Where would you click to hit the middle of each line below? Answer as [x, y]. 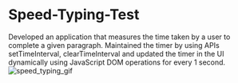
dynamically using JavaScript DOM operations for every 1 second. [117, 62]
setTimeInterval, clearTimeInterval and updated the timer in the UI [116, 53]
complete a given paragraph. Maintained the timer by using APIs [114, 45]
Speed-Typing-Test [74, 15]
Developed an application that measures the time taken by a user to [119, 37]
